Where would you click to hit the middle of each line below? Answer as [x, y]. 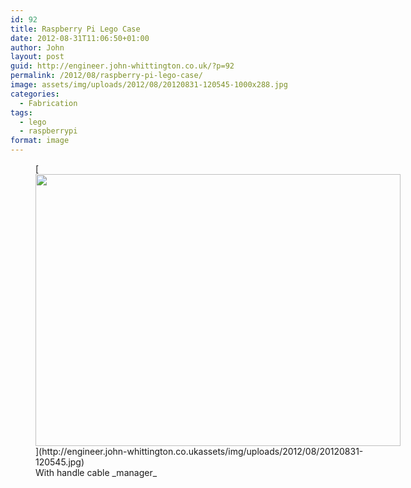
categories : [35, 94]
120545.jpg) [60, 462]
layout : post [37, 57]
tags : [21, 112]
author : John [37, 47]
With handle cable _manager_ [96, 472]
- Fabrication [48, 103]
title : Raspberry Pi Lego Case [75, 29]
